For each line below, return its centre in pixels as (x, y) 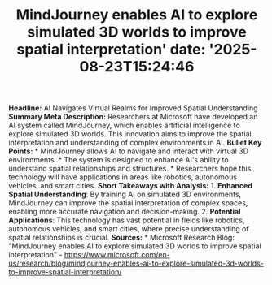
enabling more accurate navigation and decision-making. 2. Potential (125, 212)
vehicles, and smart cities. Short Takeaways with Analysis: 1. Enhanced (130, 186)
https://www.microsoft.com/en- (117, 255)
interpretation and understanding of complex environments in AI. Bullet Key (135, 143)
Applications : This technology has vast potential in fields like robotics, (127, 220)
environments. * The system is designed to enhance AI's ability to (119, 160)
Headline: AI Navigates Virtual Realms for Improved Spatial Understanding (133, 108)
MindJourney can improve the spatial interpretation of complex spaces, (128, 203)
